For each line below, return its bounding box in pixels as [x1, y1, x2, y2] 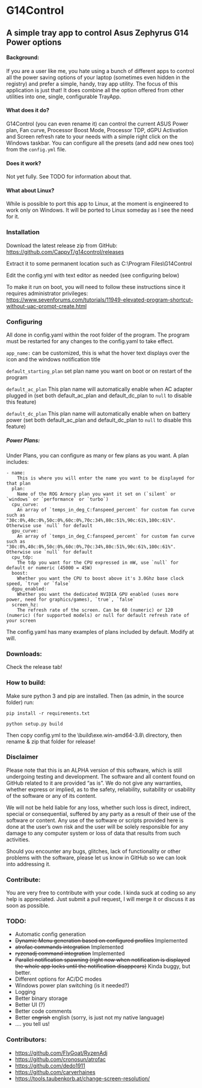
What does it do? [6, 107, 50, 114]
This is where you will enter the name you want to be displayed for [17, 475, 195, 481]
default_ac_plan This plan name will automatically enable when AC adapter [6, 385, 193, 393]
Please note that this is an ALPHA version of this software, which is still [6, 767, 182, 774]
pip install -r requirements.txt [6, 710, 90, 716]
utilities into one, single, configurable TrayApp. [6, 93, 121, 100]
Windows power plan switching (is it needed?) [14, 982, 130, 989]
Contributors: [6, 1036, 47, 1044]
